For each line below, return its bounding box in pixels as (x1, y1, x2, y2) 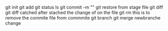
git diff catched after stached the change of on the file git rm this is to (5, 9, 150, 15)
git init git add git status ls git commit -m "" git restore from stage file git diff (5, 4, 163, 10)
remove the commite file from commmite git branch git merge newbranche (5, 15, 161, 20)
